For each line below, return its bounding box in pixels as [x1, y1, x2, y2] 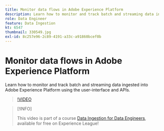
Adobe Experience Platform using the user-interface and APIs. [5, 87, 130, 93]
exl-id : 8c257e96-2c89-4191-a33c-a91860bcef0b [5, 35, 102, 39]
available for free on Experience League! [17, 120, 99, 126]
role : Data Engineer [5, 16, 47, 21]
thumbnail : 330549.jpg [5, 30, 51, 35]
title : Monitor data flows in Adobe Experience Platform [5, 7, 123, 12]
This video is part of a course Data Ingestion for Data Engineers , [17, 115, 146, 121]
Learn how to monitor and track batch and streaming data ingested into [5, 81, 148, 88]
